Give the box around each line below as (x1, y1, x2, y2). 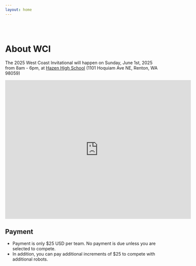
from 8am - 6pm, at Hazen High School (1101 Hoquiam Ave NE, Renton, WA (5, 65, 158, 71)
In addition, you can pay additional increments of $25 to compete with (12, 251, 155, 257)
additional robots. (12, 256, 49, 262)
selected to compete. (12, 246, 56, 252)
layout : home (5, 7, 32, 12)
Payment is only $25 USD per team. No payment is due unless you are (12, 240, 156, 247)
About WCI (5, 43, 51, 54)
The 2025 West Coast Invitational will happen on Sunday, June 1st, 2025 (5, 60, 152, 66)
